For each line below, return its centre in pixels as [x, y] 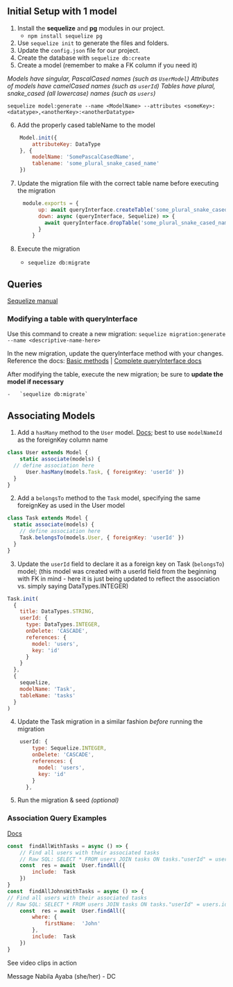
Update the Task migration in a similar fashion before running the [110, 722]
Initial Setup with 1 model [62, 11]
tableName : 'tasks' [48, 695]
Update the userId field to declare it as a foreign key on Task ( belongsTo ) [121, 564]
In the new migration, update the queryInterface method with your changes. [115, 354]
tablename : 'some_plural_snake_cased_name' [96, 164]
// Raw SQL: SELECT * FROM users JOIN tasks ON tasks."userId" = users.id [118, 904]
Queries [25, 284]
